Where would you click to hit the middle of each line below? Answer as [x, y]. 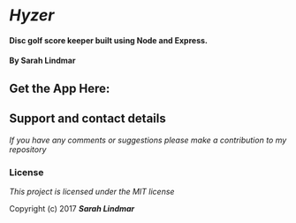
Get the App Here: [60, 88]
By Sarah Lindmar [42, 61]
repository [28, 149]
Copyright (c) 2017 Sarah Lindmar [72, 208]
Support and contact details [87, 119]
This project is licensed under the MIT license [92, 191]
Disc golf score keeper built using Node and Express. [108, 40]
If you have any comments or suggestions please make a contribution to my [148, 140]
